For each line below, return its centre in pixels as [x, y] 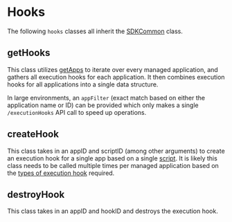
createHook [33, 135]
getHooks [29, 53]
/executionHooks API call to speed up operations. [77, 112]
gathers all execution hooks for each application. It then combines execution [116, 77]
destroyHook [36, 194]
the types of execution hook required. [61, 173]
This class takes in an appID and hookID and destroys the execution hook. [113, 211]
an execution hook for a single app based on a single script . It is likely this [113, 158]
